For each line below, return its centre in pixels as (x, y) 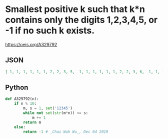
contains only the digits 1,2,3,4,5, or (81, 20)
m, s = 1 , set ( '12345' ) (48, 108)
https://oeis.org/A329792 (31, 44)
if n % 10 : (25, 104)
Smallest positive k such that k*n (75, 9)
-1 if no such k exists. (50, 31)
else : (20, 127)
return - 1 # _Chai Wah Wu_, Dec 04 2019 (66, 131)
